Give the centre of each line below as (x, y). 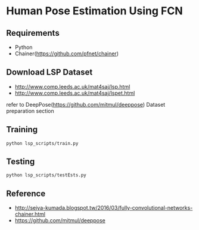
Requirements (33, 33)
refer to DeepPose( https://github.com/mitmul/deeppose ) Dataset (86, 104)
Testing (21, 162)
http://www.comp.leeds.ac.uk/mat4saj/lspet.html (75, 93)
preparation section (30, 111)
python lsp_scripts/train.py (42, 143)
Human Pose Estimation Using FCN (94, 11)
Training (22, 130)
